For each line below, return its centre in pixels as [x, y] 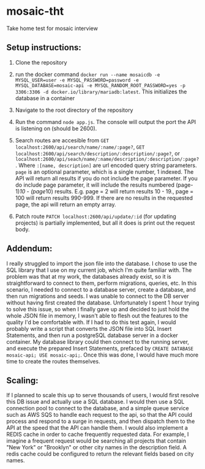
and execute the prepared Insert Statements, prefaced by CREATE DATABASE [100, 348]
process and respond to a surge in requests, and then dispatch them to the [101, 421]
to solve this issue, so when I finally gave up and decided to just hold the [98, 309]
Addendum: [29, 249]
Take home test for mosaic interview [52, 28]
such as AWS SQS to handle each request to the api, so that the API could [99, 415]
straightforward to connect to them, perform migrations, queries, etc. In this [102, 283]
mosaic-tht [35, 11]
